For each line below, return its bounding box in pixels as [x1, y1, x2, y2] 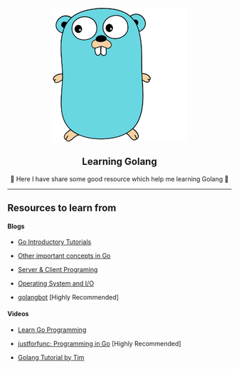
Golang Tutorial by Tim [17, 353, 85, 361]
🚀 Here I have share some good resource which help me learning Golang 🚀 [10, 174, 229, 183]
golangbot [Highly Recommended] [17, 293, 119, 302]
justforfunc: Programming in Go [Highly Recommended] [17, 339, 181, 348]
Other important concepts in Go [17, 251, 111, 261]
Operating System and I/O [17, 279, 95, 288]
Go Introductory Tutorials [17, 238, 92, 246]
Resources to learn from [7, 202, 117, 214]
